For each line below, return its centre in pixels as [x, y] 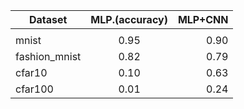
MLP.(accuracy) [129, 19]
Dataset [48, 19]
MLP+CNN [203, 19]
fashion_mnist [48, 56]
